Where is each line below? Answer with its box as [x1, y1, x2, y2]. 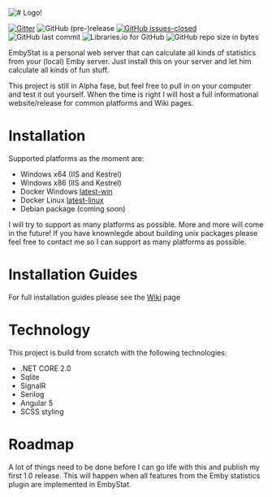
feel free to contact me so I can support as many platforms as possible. [8, 237, 247, 246]
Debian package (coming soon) [19, 203, 126, 213]
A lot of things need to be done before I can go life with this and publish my [8, 462, 260, 472]
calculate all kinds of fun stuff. [8, 65, 110, 75]
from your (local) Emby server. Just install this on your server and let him [8, 57, 252, 66]
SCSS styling [19, 407, 64, 416]
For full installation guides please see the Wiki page [8, 292, 181, 302]
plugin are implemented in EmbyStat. [8, 479, 132, 489]
